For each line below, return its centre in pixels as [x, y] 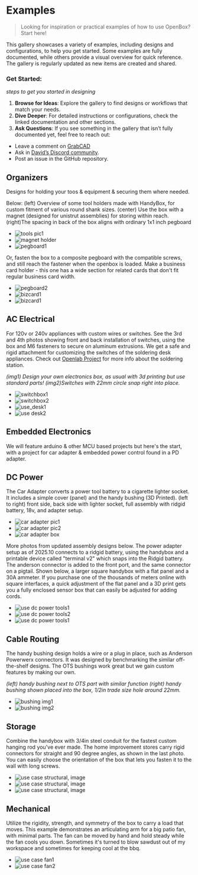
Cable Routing [33, 639]
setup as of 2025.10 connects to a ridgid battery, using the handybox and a [98, 553]
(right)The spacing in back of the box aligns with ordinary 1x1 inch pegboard [99, 222]
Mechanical [28, 809]
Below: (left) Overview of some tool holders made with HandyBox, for [91, 203]
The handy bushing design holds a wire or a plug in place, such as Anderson [99, 653]
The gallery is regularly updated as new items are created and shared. [91, 63]
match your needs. [38, 110]
